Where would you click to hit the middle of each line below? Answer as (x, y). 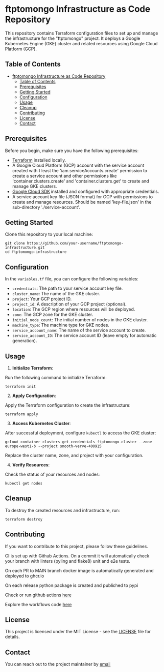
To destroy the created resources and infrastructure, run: (63, 510)
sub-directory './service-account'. (46, 207)
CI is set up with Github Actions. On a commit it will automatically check (77, 556)
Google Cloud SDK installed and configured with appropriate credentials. (85, 191)
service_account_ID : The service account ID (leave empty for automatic (84, 336)
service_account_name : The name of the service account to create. (79, 330)
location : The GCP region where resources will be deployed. (74, 309)
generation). (24, 341)
